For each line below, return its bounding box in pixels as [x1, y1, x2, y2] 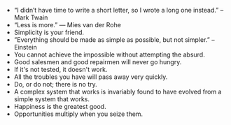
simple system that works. [13, 95, 90, 103]
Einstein [13, 43, 37, 51]
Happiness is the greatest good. [13, 103, 106, 110]
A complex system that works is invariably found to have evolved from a [13, 87, 222, 96]
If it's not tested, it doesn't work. [13, 66, 108, 73]
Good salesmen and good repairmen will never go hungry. [13, 58, 182, 66]
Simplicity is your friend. [13, 28, 85, 36]
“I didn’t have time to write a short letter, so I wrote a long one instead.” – [13, 6, 224, 14]
